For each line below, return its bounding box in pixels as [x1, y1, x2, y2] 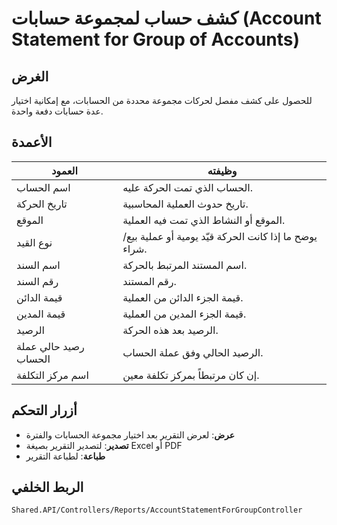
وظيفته [207, 163, 238, 177]
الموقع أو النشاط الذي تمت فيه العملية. [122, 213, 286, 227]
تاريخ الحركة [16, 197, 68, 211]
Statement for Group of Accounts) [11, 28, 301, 51]
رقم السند [16, 274, 59, 288]
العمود [51, 163, 78, 177]
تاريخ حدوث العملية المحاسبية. [122, 197, 249, 211]
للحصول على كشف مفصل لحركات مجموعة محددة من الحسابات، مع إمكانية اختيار [11, 95, 313, 106]
